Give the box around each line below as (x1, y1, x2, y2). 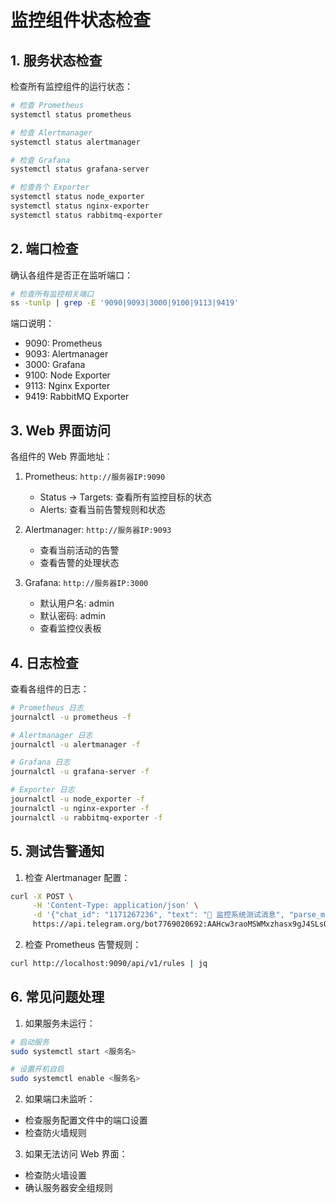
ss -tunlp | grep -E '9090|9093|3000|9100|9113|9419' (10, 298, 240, 308)
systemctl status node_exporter (10, 192, 145, 202)
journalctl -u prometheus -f (10, 712, 132, 722)
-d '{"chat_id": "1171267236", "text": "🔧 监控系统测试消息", (32, 910, 285, 920)
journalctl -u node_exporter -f (10, 794, 145, 805)
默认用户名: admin (39, 597, 115, 610)
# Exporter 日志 (10, 785, 75, 795)
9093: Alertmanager (24, 348, 109, 360)
